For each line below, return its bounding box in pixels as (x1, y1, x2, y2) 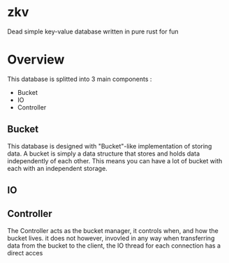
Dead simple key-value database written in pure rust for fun (7, 27, 179, 36)
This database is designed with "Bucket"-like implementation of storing (7, 142, 212, 150)
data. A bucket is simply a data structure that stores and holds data (7, 149, 200, 158)
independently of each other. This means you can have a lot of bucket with (7, 156, 223, 165)
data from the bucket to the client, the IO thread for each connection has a (7, 241, 221, 250)
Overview (7, 52, 65, 68)
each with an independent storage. (7, 164, 108, 172)
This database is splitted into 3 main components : (7, 75, 152, 83)
